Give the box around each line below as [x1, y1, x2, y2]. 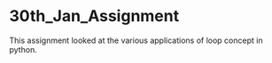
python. [9, 44, 37, 54]
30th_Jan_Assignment [9, 6, 180, 26]
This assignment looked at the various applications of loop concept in [9, 35, 263, 45]
